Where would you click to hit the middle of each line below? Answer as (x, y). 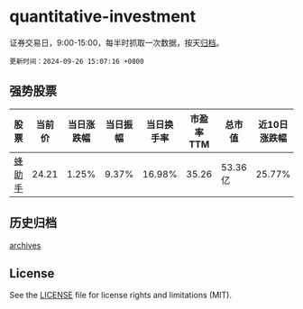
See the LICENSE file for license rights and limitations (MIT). (121, 295)
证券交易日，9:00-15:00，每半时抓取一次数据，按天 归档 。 (117, 42)
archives (25, 245)
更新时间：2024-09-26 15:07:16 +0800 (77, 61)
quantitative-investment (103, 17)
